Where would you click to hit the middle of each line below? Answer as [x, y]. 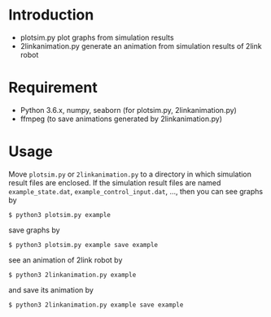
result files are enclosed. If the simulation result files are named [115, 182]
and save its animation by [51, 289]
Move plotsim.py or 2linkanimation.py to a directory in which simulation [130, 174]
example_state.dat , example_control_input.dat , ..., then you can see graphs [135, 191]
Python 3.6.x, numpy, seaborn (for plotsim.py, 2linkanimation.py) [129, 110]
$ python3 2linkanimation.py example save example [96, 305]
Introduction [51, 15]
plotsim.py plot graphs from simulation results [97, 37]
